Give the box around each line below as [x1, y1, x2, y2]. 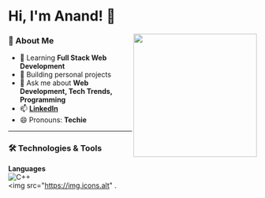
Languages [8, 163, 46, 173]
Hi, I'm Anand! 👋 [8, 7, 116, 25]
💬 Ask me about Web [19, 78, 89, 88]
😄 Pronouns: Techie [19, 115, 87, 125]
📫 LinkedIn [19, 104, 58, 114]
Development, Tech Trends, [19, 87, 113, 96]
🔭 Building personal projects [19, 70, 112, 80]
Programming [19, 95, 66, 105]
